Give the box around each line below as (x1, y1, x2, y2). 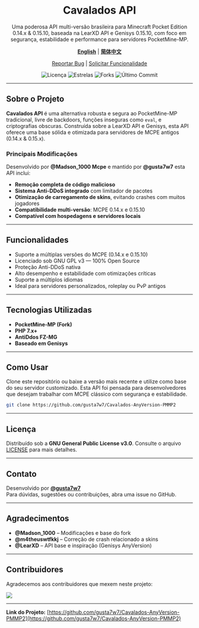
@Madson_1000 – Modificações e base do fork (14, 529, 131, 536)
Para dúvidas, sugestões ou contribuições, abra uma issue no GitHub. (6, 491, 176, 498)
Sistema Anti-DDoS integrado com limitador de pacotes (14, 187, 153, 194)
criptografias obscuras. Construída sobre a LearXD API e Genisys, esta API (6, 122, 189, 129)
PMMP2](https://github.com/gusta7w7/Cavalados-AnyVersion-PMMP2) (6, 614, 181, 622)
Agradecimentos (6, 514, 69, 524)
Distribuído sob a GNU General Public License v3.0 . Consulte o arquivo (6, 440, 182, 447)
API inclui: (6, 169, 31, 177)
